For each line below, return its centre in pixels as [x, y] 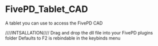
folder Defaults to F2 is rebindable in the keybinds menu [63, 38]
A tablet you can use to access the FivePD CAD [54, 23]
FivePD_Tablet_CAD [47, 9]
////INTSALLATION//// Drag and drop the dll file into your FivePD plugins [79, 32]
